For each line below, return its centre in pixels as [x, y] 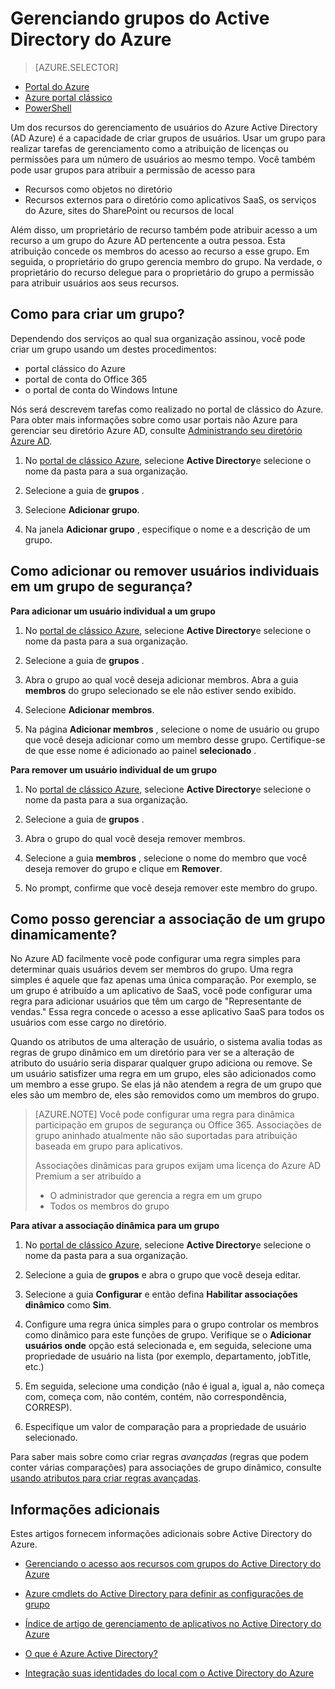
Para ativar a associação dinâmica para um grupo [115, 1226]
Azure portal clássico [68, 97]
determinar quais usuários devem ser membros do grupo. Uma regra [152, 969]
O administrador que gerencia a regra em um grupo [156, 1196]
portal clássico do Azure [75, 368]
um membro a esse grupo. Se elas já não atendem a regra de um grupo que [166, 1084]
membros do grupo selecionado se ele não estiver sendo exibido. [160, 690]
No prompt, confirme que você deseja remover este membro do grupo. [171, 888]
